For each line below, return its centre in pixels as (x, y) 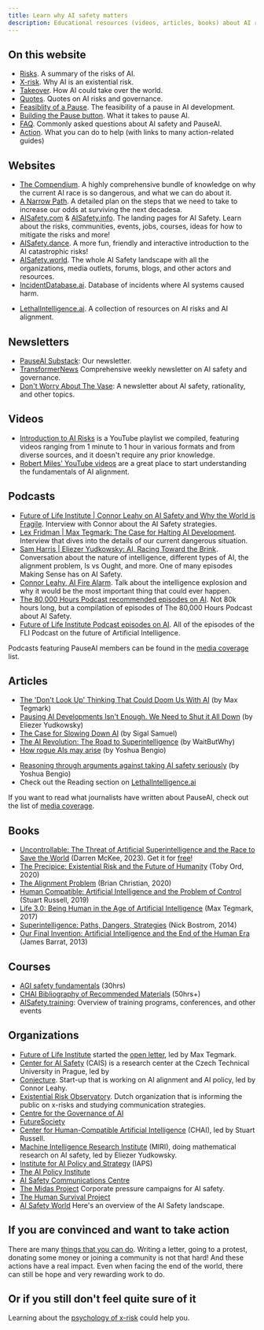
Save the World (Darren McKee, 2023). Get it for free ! (106, 858)
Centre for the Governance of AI (71, 1113)
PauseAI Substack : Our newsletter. (75, 360)
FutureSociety (42, 1121)
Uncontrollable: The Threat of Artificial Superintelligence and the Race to (137, 850)
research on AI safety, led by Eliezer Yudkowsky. (98, 1155)
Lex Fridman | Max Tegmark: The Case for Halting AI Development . (128, 532)
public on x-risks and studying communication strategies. (112, 1105)
